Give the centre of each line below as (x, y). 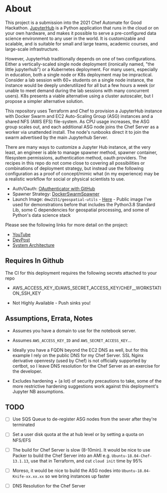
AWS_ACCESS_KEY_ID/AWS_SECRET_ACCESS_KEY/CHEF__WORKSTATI (87, 288)
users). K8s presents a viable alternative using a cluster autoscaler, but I (79, 96)
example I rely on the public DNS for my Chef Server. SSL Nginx (78, 355)
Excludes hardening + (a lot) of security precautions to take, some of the (87, 381)
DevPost (21, 240)
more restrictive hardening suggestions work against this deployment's (85, 386)
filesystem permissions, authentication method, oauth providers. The (76, 157)
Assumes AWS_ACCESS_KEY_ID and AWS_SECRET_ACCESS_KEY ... (72, 340)
